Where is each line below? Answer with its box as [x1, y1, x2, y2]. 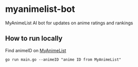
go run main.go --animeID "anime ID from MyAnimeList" [5, 57, 122, 62]
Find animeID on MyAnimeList [5, 47, 66, 53]
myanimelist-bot [5, 3, 75, 15]
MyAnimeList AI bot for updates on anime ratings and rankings [5, 20, 134, 26]
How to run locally [5, 34, 63, 43]
